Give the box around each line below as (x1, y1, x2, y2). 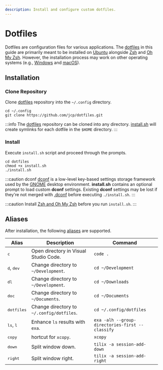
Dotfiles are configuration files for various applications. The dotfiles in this (5, 44, 153, 50)
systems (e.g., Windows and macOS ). (5, 59, 81, 66)
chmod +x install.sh (5, 163, 47, 168)
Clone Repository (5, 88, 47, 95)
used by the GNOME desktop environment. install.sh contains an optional (5, 181, 153, 187)
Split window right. (31, 355, 74, 362)
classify (94, 327, 114, 333)
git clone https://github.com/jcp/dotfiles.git (5, 113, 103, 118)
